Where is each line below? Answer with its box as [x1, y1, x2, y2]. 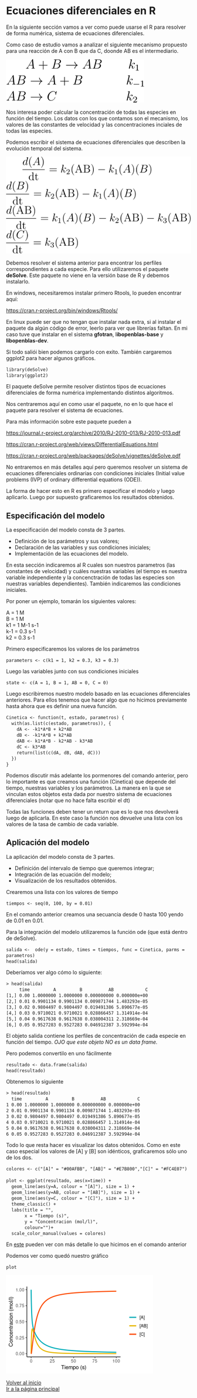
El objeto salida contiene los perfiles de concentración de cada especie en [6, 1032, 186, 1039]
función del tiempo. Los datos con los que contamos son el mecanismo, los [6, 114, 188, 121]
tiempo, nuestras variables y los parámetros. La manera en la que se [6, 784, 172, 791]
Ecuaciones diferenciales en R [6, 4, 157, 18]
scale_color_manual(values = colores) [11, 1230, 107, 1236]
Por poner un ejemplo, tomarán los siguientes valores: [6, 597, 137, 605]
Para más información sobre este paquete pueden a [6, 418, 132, 425]
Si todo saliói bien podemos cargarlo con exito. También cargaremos [6, 348, 172, 356]
